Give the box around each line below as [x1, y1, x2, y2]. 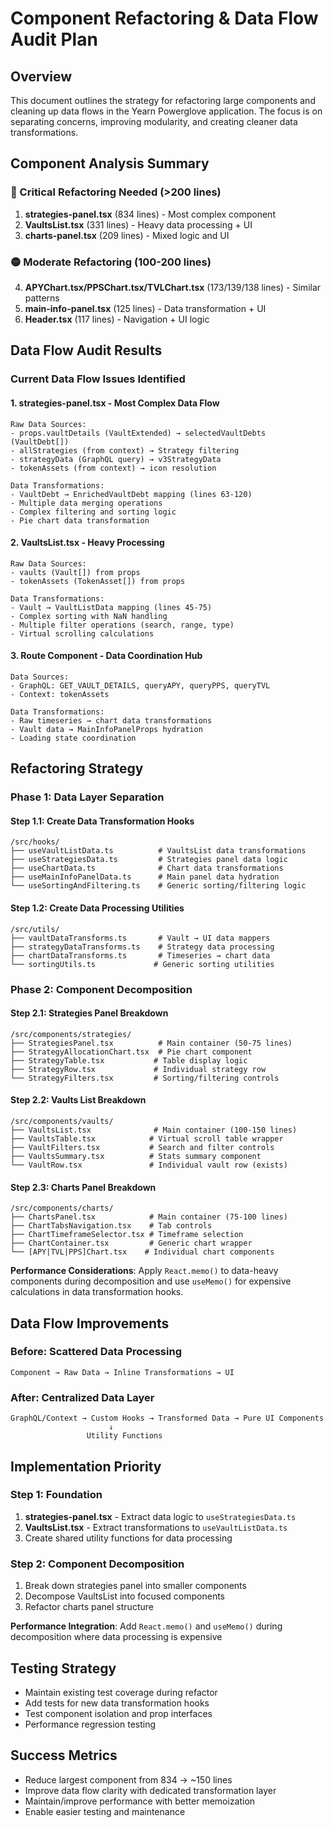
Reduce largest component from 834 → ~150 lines [24, 1773, 233, 1786]
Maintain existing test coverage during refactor [24, 1686, 218, 1698]
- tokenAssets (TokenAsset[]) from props [10, 576, 186, 586]
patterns [24, 292, 60, 304]
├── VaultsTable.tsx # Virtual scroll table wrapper [10, 1133, 284, 1144]
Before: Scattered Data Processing [10, 1345, 182, 1359]
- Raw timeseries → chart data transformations [10, 715, 213, 726]
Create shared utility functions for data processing [24, 1532, 233, 1544]
